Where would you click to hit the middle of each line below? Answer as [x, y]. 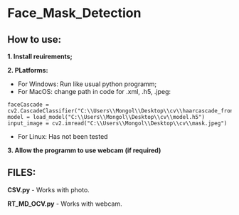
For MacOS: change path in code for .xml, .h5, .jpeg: [94, 91]
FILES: [22, 173]
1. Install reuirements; [40, 56]
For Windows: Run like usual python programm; [87, 84]
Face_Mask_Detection [74, 13]
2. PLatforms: [28, 70]
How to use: [34, 40]
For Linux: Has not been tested [63, 136]
